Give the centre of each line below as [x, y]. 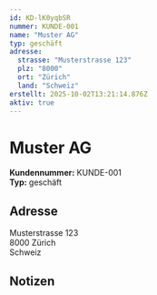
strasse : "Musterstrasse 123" [74, 60]
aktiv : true [32, 102]
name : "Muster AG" [44, 35]
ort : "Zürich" [44, 77]
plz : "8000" [40, 69]
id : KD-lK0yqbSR [40, 18]
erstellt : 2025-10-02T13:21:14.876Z [78, 94]
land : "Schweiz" [48, 86]
